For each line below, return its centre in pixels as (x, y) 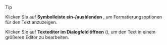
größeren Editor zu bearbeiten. (37, 37)
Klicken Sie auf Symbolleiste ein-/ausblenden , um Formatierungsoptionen (84, 17)
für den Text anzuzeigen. (31, 22)
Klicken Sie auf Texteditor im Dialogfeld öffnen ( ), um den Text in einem (80, 32)
